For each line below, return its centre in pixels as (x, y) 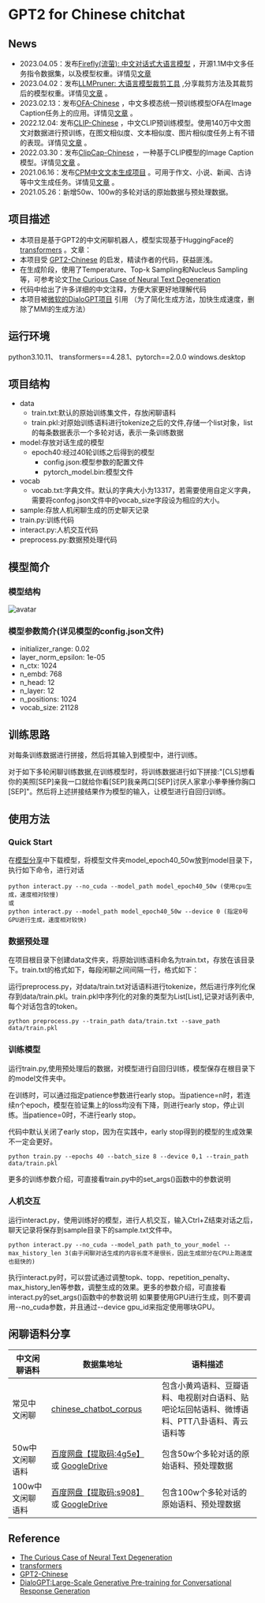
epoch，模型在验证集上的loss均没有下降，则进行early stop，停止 (132, 1104)
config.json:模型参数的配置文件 (93, 462)
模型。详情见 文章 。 (52, 162)
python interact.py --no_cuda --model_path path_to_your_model (114, 1245)
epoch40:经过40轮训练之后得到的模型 (93, 453)
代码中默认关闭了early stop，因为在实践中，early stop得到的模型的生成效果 (131, 1131)
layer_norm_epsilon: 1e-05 (62, 657)
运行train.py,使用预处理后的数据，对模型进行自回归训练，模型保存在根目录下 (132, 1068)
